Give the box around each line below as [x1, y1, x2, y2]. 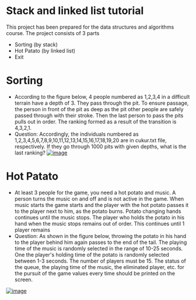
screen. [14, 276, 33, 283]
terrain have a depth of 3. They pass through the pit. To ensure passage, [14, 99, 189, 106]
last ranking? [14, 149, 45, 156]
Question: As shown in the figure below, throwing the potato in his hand [14, 232, 187, 239]
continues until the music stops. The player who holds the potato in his [14, 213, 185, 220]
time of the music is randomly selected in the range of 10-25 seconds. [14, 244, 183, 252]
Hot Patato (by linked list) [14, 47, 76, 54]
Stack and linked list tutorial [6, 4, 144, 18]
